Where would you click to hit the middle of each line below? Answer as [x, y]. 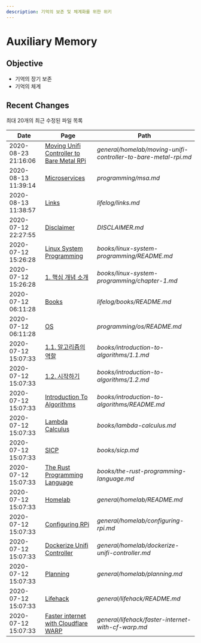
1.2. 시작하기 [62, 377]
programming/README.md [135, 256]
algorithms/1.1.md [123, 355]
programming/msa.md [128, 178]
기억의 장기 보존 [33, 79]
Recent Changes [38, 106]
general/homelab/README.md [140, 500]
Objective [25, 64]
